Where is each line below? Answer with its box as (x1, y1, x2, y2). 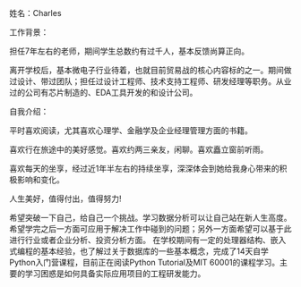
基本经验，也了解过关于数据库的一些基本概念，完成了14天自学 (39, 246, 269, 257)
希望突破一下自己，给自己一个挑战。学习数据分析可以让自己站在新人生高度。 (9, 213, 292, 223)
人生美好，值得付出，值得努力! (9, 193, 123, 204)
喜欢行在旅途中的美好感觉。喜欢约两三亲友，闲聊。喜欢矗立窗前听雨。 (9, 144, 269, 155)
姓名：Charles (9, 8, 62, 18)
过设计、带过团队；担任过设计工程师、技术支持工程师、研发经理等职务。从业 (9, 76, 292, 87)
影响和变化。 (16, 174, 64, 185)
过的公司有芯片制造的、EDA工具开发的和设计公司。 (9, 88, 198, 97)
